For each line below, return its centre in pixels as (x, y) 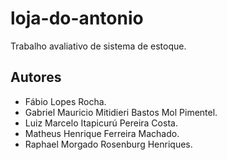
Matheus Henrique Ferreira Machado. (102, 133)
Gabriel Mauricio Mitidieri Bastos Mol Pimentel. (121, 112)
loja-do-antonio (77, 18)
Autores (36, 77)
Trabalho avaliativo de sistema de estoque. (98, 46)
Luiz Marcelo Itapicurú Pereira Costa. (101, 123)
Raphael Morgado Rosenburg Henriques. (108, 144)
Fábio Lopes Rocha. (65, 101)
